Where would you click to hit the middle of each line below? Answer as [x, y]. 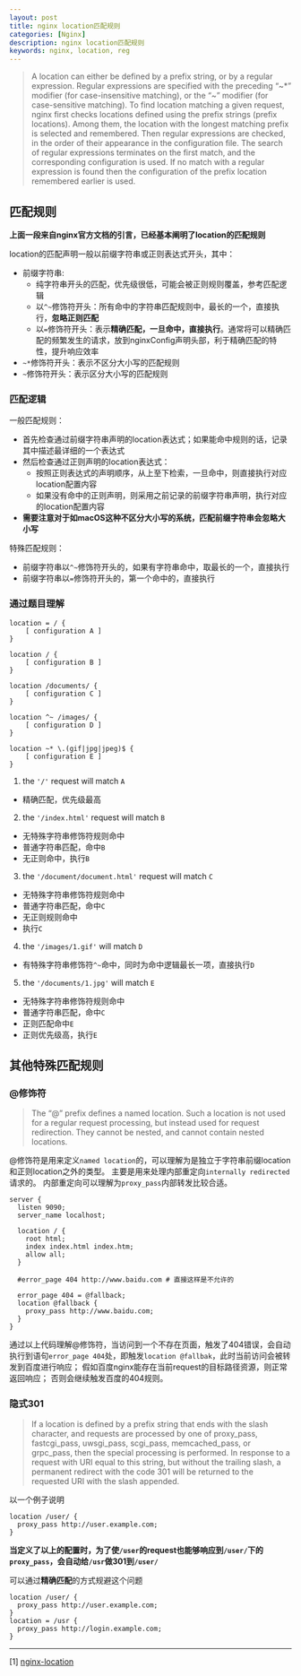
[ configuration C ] [64, 694]
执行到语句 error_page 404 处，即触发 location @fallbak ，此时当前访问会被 [146, 1356]
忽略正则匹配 [75, 317]
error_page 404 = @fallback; [72, 1296]
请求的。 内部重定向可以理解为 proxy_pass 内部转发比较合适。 [121, 1183]
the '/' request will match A [73, 781]
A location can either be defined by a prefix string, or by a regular [152, 76]
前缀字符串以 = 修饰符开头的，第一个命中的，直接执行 [118, 578]
